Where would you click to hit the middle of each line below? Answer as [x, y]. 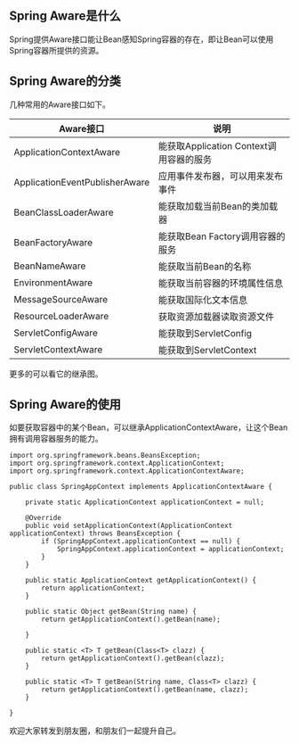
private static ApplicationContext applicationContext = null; [145, 502]
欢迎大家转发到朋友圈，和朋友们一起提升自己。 [95, 731]
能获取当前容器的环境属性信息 [221, 283]
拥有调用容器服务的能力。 [56, 439]
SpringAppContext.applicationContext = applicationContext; [170, 550]
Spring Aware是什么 [65, 16]
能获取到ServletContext [208, 350]
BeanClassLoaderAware [64, 212]
